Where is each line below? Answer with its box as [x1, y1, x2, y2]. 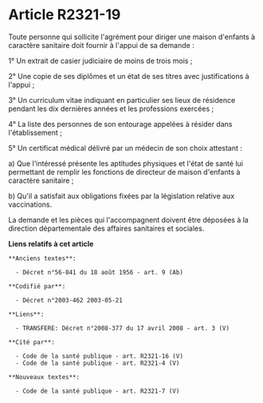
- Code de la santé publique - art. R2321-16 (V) [15, 352, 183, 360]
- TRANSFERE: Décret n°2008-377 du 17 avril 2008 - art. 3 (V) [15, 324, 230, 332]
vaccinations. [8, 200, 53, 209]
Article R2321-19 [8, 6, 121, 24]
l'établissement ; [8, 128, 62, 137]
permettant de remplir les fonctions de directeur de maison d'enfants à [8, 167, 241, 176]
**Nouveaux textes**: [8, 373, 80, 381]
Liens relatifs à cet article [8, 239, 94, 248]
